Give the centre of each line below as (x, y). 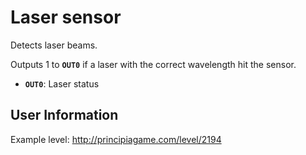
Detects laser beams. (54, 45)
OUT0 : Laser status (62, 83)
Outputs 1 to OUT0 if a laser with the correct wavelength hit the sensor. (153, 64)
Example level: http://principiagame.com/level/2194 (116, 139)
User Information (64, 115)
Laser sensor (66, 17)
